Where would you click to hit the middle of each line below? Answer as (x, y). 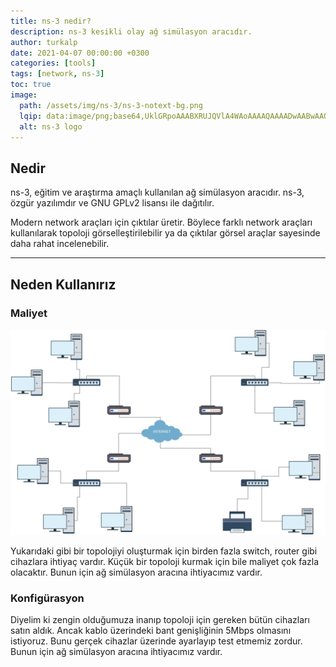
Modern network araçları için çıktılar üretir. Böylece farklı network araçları (161, 222)
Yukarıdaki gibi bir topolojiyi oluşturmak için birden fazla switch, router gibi (164, 551)
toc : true (31, 85)
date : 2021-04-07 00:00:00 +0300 (80, 53)
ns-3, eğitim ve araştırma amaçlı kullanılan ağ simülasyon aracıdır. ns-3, (157, 192)
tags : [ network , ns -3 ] (57, 74)
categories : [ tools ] (53, 63)
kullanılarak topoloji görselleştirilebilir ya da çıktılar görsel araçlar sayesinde (165, 233)
